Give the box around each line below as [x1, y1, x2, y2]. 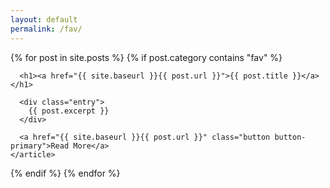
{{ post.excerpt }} [28, 106, 110, 116]
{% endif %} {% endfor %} [10, 167, 121, 179]
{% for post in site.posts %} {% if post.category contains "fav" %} [10, 51, 283, 63]
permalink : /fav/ [10, 24, 83, 34]
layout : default [10, 14, 78, 25]
